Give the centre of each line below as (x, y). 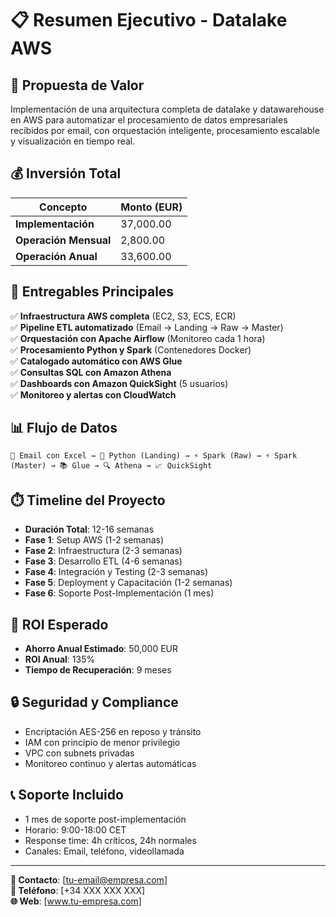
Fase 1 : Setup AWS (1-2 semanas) (94, 540)
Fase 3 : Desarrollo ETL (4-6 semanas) (103, 561)
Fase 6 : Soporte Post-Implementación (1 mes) (119, 593)
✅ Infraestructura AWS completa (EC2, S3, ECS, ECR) (123, 316)
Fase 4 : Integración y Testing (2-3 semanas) (116, 572)
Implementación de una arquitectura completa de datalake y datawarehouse (167, 109)
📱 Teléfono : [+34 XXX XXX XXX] (78, 890)
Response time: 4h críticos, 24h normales (110, 840)
